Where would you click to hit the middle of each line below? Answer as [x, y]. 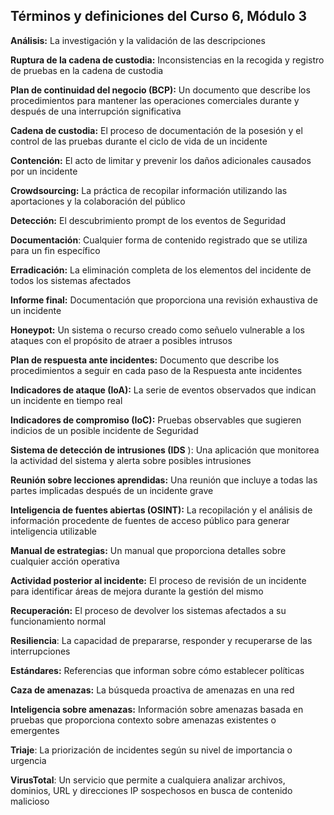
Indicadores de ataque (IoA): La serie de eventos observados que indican [163, 390]
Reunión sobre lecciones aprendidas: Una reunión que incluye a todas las [164, 480]
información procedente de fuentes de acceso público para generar [150, 520]
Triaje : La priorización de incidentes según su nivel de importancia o [151, 750]
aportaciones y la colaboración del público [98, 201]
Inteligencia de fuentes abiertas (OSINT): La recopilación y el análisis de [161, 510]
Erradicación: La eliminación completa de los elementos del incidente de [161, 270]
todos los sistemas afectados [71, 280]
